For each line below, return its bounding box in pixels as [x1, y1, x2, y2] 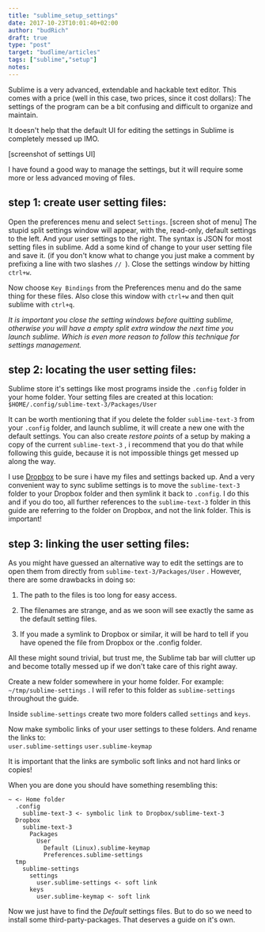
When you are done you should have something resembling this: [8, 781, 218, 790]
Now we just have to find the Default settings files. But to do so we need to [8, 907, 252, 916]
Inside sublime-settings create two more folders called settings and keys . [8, 709, 251, 719]
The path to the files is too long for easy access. [19, 591, 177, 600]
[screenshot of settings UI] [8, 149, 96, 158]
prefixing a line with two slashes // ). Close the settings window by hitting [8, 259, 251, 268]
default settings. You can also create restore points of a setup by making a [8, 432, 251, 441]
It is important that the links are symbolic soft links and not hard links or [8, 757, 241, 767]
